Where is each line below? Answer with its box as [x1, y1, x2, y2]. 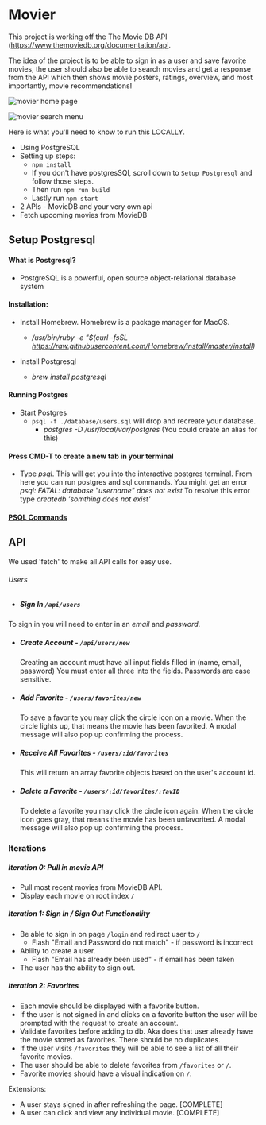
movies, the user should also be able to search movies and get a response [8, 64, 252, 73]
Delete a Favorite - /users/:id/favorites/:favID [19, 786, 180, 795]
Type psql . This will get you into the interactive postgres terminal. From [19, 469, 253, 478]
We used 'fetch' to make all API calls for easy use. [8, 556, 172, 566]
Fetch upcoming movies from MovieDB [19, 210, 148, 219]
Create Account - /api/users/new [19, 637, 130, 647]
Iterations [8, 842, 47, 853]
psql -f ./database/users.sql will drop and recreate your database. [31, 416, 256, 426]
